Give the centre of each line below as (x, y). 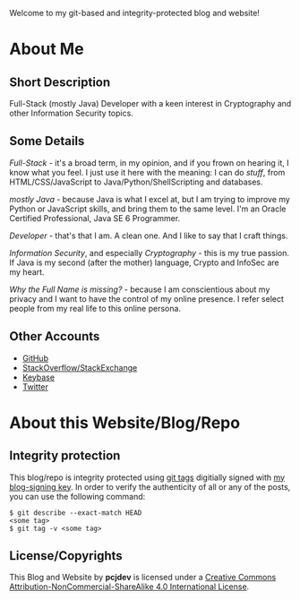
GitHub (35, 358)
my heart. (27, 271)
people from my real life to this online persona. (95, 308)
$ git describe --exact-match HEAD (76, 513)
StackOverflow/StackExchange (80, 367)
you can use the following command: (77, 496)
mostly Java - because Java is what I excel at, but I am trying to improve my (150, 199)
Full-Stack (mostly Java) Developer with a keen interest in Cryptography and (150, 103)
